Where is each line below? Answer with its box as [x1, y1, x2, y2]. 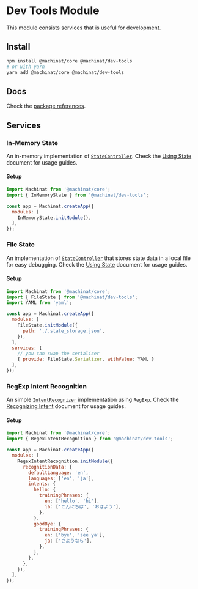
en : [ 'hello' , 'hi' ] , [45, 498, 100, 505]
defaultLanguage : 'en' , [28, 469, 89, 476]
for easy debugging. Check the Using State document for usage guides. [6, 261, 188, 268]
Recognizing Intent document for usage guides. [6, 402, 127, 410]
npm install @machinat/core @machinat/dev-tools [6, 57, 133, 64]
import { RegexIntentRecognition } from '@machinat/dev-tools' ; [6, 435, 174, 442]
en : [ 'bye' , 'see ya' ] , [45, 532, 105, 538]
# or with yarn [6, 64, 45, 70]
